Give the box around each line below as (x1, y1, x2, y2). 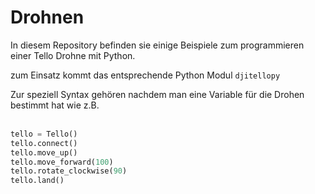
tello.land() (10, 176, 65, 186)
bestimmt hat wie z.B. (10, 99, 100, 111)
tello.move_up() (10, 147, 78, 158)
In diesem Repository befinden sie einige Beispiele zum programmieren (10, 39, 305, 51)
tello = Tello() (10, 129, 78, 139)
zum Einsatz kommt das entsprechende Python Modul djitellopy (10, 69, 281, 81)
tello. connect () (10, 138, 78, 148)
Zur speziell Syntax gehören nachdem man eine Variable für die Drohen (10, 88, 305, 100)
